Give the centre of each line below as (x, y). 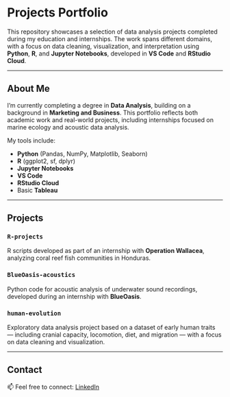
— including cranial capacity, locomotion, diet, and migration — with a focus (114, 335)
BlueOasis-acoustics (41, 275)
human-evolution (34, 313)
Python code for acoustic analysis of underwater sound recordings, (102, 289)
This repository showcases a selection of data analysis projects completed (112, 32)
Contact (25, 370)
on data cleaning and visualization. (56, 342)
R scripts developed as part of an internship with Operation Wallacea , (106, 251)
